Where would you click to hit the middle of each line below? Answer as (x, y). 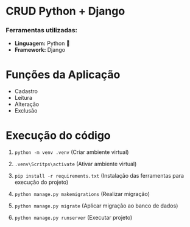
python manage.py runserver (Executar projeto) (73, 218)
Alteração (27, 104)
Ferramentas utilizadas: (41, 30)
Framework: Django (40, 50)
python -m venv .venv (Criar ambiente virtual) (72, 152)
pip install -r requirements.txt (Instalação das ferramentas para (99, 176)
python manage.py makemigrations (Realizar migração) (82, 194)
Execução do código (58, 135)
